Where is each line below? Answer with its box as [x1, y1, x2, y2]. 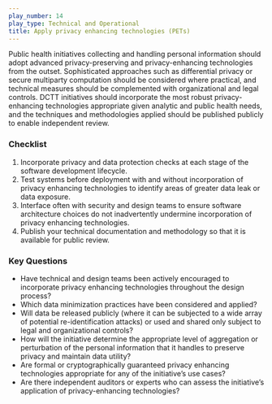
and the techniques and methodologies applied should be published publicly [8, 110, 264, 119]
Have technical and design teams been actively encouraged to [19, 273, 230, 283]
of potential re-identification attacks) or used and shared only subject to [19, 316, 261, 326]
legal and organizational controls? [19, 325, 134, 335]
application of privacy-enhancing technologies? [19, 385, 180, 395]
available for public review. [19, 235, 110, 245]
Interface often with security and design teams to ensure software [19, 200, 242, 210]
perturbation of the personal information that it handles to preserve [19, 342, 245, 352]
